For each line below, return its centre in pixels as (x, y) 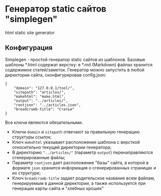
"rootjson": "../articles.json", (47, 105)
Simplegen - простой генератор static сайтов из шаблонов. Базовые (75, 60)
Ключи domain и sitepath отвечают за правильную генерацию (76, 132)
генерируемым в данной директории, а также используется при (79, 183)
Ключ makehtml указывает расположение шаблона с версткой (76, 142)
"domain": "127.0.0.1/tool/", (44, 88)
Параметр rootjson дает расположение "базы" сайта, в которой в (80, 163)
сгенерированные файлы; (39, 157)
